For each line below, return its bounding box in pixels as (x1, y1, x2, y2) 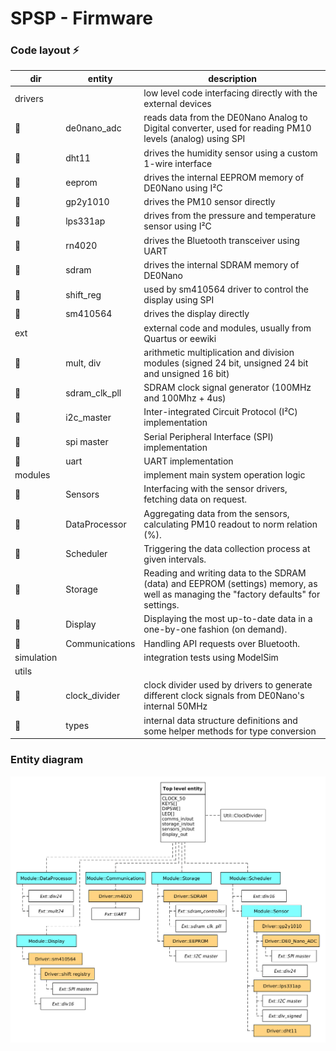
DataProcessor (65, 518, 127, 530)
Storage (65, 583, 98, 595)
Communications (65, 637, 136, 649)
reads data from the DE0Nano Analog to (143, 112, 308, 124)
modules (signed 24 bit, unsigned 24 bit (143, 357, 309, 369)
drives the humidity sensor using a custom (143, 147, 318, 159)
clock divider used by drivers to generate (143, 679, 313, 691)
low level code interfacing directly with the (143, 87, 318, 99)
